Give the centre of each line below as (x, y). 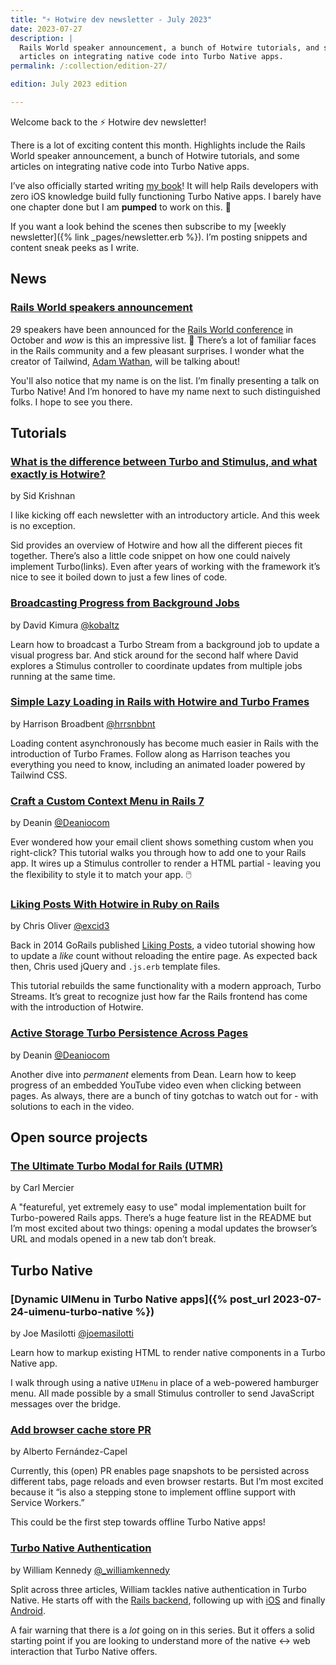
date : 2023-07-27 (46, 29)
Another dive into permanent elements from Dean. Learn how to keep (153, 1074)
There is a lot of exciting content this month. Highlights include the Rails (158, 145)
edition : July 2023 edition (69, 84)
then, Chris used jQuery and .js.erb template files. (115, 967)
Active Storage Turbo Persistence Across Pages (129, 1033)
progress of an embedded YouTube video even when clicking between (156, 1085)
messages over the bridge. (65, 1404)
